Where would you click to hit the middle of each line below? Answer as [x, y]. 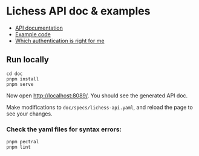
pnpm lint [19, 147]
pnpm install [23, 79]
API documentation [39, 28]
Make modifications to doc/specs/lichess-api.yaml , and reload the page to [100, 107]
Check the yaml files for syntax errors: [64, 129]
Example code [33, 34]
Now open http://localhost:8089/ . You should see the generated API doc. [97, 96]
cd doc [15, 74]
